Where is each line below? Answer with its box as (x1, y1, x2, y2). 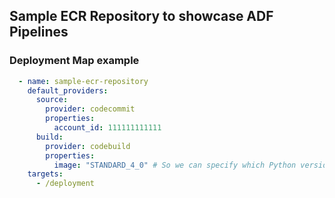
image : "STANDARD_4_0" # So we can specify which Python (53, 160, 297, 170)
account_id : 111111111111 (53, 123, 162, 133)
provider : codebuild (45, 141, 131, 151)
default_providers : (27, 85, 109, 96)
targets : (27, 169, 64, 179)
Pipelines (9, 24, 69, 41)
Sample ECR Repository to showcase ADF (9, 8, 274, 25)
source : (35, 95, 69, 105)
